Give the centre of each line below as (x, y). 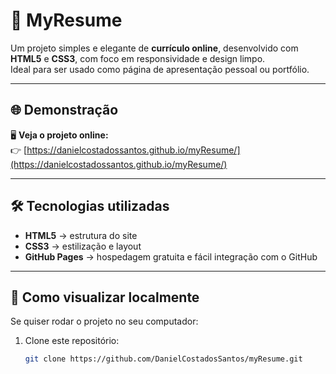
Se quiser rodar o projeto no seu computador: (104, 321)
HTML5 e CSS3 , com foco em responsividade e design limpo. (138, 58)
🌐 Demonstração (64, 110)
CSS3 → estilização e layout (83, 246)
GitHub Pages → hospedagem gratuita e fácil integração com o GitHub (171, 256)
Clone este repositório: (72, 341)
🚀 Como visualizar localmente (105, 297)
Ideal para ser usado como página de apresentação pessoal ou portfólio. (160, 69)
